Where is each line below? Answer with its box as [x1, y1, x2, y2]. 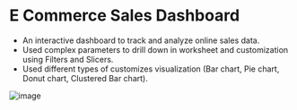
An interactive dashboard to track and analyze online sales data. [22, 35, 260, 46]
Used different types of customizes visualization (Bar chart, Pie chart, [22, 63, 280, 74]
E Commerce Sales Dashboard [9, 5, 240, 26]
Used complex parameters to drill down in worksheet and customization [22, 44, 289, 55]
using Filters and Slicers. [22, 54, 114, 64]
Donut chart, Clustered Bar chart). [22, 72, 148, 83]
